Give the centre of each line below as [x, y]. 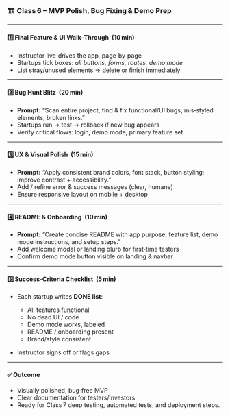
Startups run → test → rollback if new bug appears [88, 125]
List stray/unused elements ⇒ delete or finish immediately [99, 70]
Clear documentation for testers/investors [76, 397]
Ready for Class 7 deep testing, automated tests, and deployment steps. [118, 405]
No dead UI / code [53, 317]
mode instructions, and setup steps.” [69, 242]
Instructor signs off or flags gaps [63, 352]
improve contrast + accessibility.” [64, 180]
